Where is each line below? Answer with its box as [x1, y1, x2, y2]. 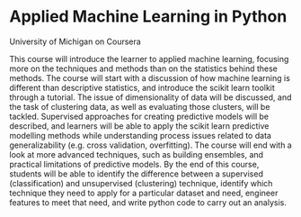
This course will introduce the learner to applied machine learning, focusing [9, 53, 289, 64]
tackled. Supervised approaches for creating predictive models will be [9, 111, 270, 122]
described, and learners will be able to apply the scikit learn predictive [9, 120, 270, 131]
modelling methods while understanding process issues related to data [9, 130, 272, 140]
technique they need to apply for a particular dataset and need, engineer [9, 187, 279, 198]
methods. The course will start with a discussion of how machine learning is [9, 72, 290, 83]
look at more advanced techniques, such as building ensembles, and [9, 149, 263, 159]
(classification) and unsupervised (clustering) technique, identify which [9, 177, 273, 188]
